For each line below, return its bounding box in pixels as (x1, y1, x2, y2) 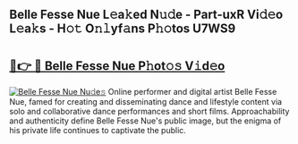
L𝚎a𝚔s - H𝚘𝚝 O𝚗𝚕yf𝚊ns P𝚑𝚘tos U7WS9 (9, 21, 236, 37)
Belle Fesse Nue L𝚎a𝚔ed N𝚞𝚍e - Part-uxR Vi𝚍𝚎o (9, 7, 284, 22)
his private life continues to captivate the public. (9, 125, 186, 135)
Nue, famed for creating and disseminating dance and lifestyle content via (9, 97, 283, 106)
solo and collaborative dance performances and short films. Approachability (9, 106, 290, 116)
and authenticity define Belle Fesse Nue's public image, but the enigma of (9, 115, 282, 126)
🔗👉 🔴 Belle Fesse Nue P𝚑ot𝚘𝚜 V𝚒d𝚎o (9, 58, 226, 73)
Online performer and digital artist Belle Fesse (107, 87, 277, 97)
